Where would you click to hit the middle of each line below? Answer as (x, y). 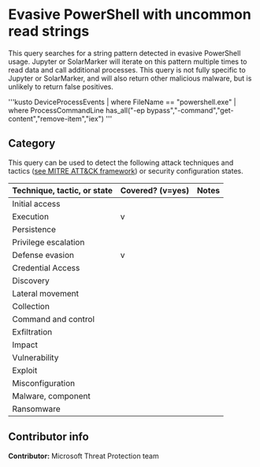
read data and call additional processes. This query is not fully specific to (127, 69)
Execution (31, 216)
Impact (25, 345)
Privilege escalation (48, 242)
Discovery (31, 280)
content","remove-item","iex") (56, 118)
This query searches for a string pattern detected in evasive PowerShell (124, 53)
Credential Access (46, 267)
